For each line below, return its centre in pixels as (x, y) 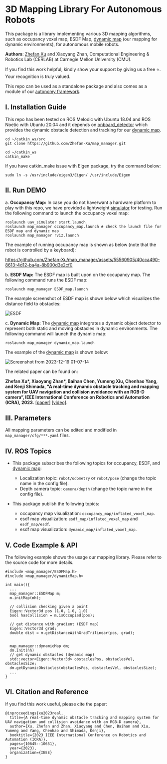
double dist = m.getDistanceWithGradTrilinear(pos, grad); (72, 633)
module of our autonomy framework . (43, 91)
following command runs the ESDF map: (46, 280)
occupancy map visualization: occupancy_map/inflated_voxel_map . (87, 513)
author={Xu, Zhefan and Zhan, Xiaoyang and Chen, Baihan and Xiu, (80, 726)
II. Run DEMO (26, 190)
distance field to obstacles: (33, 303)
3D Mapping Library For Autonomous (83, 9)
